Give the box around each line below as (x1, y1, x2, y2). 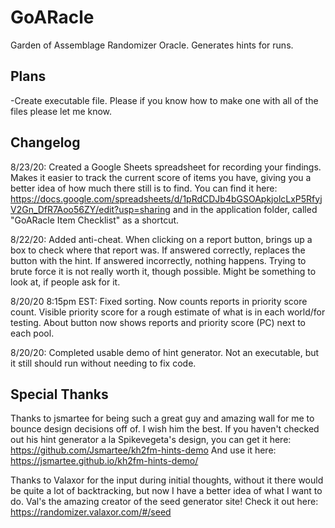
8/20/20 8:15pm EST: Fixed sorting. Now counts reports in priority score (10, 295, 308, 307)
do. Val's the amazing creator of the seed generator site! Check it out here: (10, 496, 319, 508)
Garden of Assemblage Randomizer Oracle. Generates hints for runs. (10, 39, 294, 51)
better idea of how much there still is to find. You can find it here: (10, 182, 278, 194)
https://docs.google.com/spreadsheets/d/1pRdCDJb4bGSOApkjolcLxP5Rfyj (10, 192, 323, 205)
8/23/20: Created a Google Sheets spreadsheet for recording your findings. (10, 161, 322, 173)
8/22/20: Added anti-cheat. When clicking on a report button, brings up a (10, 233, 313, 245)
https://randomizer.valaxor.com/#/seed (10, 506, 172, 518)
